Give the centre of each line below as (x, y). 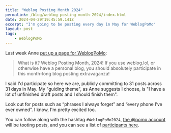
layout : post (19, 29)
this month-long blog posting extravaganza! (64, 73)
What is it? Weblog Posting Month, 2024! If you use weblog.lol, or (86, 63)
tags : (11, 34)
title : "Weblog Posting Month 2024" (44, 10)
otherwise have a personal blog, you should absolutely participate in (89, 68)
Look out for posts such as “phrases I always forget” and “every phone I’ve (84, 104)
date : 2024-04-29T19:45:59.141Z (39, 19)
